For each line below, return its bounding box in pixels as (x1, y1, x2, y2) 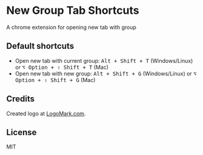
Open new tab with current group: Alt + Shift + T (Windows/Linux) (15, 57, 193, 64)
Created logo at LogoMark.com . (6, 110, 86, 117)
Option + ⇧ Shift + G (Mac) (15, 76, 96, 83)
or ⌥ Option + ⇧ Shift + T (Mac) (15, 63, 109, 71)
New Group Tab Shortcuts (6, 4, 139, 17)
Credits (6, 94, 35, 104)
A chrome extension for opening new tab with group (6, 24, 136, 31)
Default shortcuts (6, 41, 75, 51)
